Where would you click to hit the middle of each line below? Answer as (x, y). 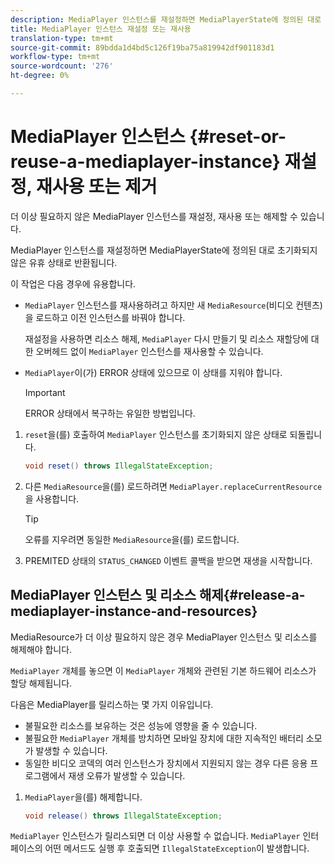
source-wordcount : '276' (62, 66)
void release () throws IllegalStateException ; (123, 816)
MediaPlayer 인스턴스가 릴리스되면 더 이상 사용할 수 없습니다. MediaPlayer (155, 836)
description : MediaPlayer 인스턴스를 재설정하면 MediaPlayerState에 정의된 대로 (166, 19)
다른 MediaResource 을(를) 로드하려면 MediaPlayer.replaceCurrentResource (173, 486)
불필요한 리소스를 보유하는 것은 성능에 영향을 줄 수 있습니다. (141, 725)
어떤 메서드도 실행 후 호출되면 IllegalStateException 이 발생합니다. (177, 848)
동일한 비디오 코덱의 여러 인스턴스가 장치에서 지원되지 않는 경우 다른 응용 (166, 763)
